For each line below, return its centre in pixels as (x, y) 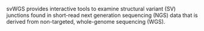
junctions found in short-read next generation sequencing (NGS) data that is (102, 15)
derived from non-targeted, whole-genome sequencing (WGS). (86, 22)
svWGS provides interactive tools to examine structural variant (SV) (91, 9)
